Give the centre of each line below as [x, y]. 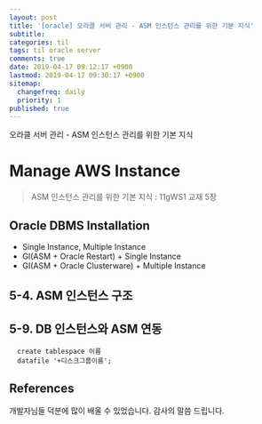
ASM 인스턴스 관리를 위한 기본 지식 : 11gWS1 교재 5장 [124, 197]
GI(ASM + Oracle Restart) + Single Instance [102, 256]
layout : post [33, 17]
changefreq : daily [52, 92]
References [42, 388]
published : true [39, 108]
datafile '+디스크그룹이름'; [64, 361]
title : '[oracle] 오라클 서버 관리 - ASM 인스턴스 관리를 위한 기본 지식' [132, 26]
